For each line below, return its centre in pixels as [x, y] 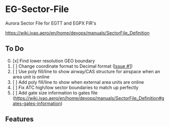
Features [19, 119]
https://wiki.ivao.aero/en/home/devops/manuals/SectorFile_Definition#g [89, 98]
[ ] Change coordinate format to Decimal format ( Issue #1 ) [72, 66]
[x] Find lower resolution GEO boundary [54, 61]
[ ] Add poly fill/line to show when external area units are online [78, 82]
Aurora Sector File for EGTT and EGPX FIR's [51, 23]
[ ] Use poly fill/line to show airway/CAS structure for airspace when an [86, 71]
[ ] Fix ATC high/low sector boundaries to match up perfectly [75, 87]
